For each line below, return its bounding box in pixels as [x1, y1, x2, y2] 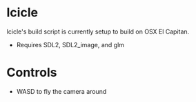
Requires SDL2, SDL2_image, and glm [16, 40, 125, 49]
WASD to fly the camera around [16, 87, 107, 95]
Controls [6, 65, 57, 80]
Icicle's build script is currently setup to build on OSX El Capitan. [6, 27, 190, 36]
